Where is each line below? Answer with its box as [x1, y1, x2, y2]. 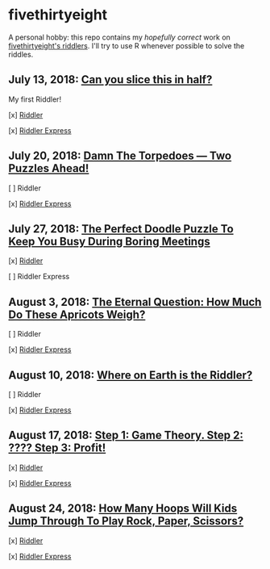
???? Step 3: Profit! [8, 441, 106, 455]
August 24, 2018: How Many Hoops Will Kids [8, 502, 238, 516]
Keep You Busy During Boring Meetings [8, 234, 211, 248]
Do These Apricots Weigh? [8, 308, 146, 321]
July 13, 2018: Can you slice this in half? [8, 73, 213, 86]
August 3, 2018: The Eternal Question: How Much [8, 295, 262, 308]
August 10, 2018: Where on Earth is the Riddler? [8, 368, 253, 382]
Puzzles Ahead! [8, 161, 89, 175]
